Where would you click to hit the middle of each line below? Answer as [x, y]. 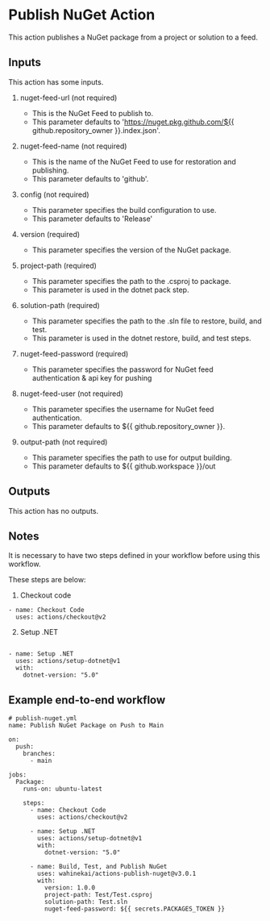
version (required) [50, 234]
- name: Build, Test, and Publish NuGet [98, 867]
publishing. [50, 170]
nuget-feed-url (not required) [69, 98]
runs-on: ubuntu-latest [63, 789]
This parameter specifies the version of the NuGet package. [131, 250]
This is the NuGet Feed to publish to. [93, 113]
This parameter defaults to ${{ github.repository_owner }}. [129, 426]
